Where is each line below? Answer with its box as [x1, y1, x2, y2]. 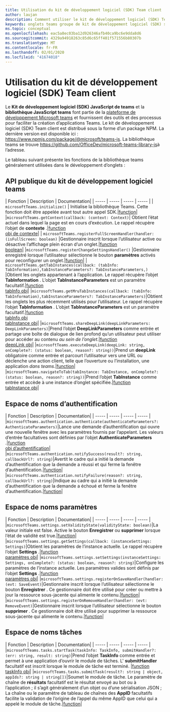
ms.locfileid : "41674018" [5, 54, 60, 60]
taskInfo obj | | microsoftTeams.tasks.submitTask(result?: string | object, [5, 668, 163, 674]
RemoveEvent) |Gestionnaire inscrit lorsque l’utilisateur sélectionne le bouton [5, 603, 161, 609]
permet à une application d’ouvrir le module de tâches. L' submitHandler [5, 657, 157, 664]
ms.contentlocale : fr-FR [5, 45, 58, 50]
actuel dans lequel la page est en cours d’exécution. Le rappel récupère [5, 220, 155, 226]
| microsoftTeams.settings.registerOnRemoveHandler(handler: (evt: [5, 597, 148, 603]
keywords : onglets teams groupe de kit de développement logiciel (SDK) [5, 21, 162, 27]
